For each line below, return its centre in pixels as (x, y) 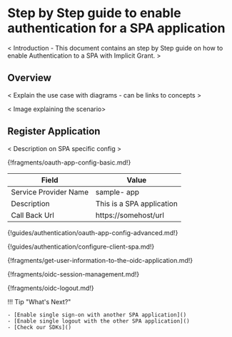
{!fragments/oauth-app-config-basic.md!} (69, 162)
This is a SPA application (137, 203)
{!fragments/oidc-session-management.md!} (74, 274)
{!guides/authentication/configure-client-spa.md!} (81, 247)
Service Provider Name (50, 192)
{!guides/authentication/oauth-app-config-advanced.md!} (93, 232)
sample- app (117, 192)
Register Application (54, 131)
